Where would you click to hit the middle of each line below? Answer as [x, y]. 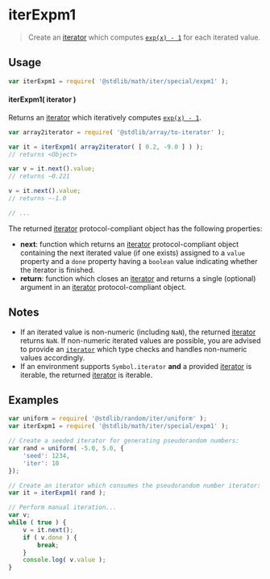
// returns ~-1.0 [37, 199]
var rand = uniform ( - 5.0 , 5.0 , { [66, 449]
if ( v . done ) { [50, 537]
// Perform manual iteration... [62, 508]
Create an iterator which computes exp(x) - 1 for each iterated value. [144, 37]
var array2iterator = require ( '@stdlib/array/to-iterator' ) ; [117, 132]
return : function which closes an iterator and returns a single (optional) [138, 278]
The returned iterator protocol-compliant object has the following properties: [135, 229]
